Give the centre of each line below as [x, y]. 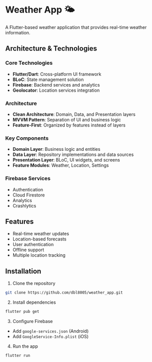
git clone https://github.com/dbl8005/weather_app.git [64, 293]
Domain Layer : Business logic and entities [56, 149]
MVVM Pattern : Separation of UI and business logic [67, 119]
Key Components [27, 138]
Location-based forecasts [39, 239]
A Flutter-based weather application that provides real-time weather [76, 27]
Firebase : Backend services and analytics [56, 85]
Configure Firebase [33, 321]
